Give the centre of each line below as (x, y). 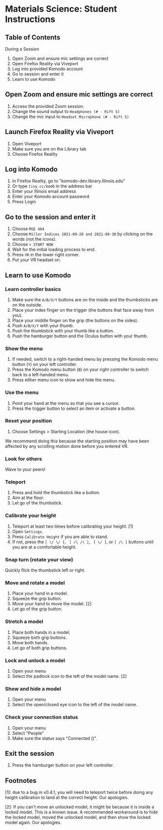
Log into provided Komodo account (47, 69)
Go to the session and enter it (50, 217)
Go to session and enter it (38, 74)
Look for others (24, 459)
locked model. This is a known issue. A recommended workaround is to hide (81, 812)
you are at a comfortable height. (44, 547)
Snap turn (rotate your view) (39, 560)
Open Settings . (27, 531)
